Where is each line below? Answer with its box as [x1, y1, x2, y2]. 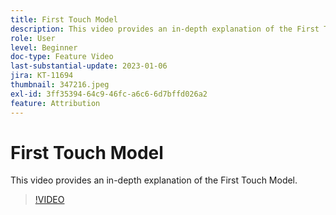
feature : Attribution [10, 98, 101, 108]
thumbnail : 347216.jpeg [10, 80, 110, 90]
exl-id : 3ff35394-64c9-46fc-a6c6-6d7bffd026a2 [10, 89, 208, 99]
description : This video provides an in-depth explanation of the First [10, 24, 320, 34]
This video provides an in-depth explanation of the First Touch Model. [10, 174, 298, 186]
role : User [10, 33, 56, 43]
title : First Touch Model [10, 14, 118, 25]
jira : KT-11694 [10, 71, 74, 81]
